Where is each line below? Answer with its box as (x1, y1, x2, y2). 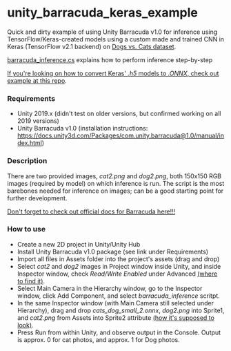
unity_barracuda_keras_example (7, 5, 198, 21)
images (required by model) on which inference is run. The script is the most (7, 179, 225, 187)
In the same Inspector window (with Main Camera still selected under (17, 298, 214, 307)
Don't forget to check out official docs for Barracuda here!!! (7, 207, 176, 216)
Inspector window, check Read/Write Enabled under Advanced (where (17, 269, 218, 278)
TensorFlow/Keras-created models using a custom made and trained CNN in (7, 35, 225, 43)
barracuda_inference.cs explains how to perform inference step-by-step (7, 55, 213, 64)
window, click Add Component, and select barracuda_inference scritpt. (17, 292, 221, 300)
